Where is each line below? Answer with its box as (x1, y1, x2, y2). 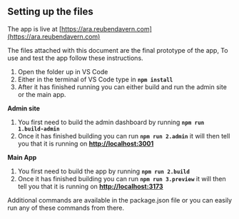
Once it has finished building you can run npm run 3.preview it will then (17, 174, 226, 183)
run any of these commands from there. (7, 203, 125, 212)
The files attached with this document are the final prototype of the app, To (7, 46, 228, 54)
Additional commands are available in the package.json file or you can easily (7, 195, 233, 204)
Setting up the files (7, 6, 94, 18)
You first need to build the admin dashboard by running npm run (17, 118, 205, 126)
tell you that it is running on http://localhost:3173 (17, 182, 163, 190)
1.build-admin (17, 125, 60, 133)
